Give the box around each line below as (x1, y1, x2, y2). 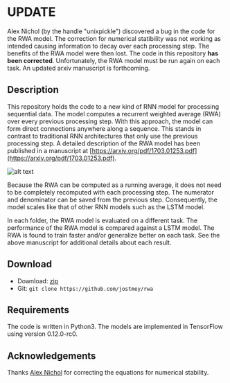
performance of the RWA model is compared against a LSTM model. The (7, 223, 215, 232)
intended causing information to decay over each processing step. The (7, 42, 210, 50)
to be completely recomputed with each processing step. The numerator (7, 188, 215, 196)
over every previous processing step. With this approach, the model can (7, 117, 213, 125)
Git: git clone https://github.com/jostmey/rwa (17, 284, 154, 292)
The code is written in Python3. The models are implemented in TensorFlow (7, 323, 223, 331)
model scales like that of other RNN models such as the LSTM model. (7, 202, 206, 211)
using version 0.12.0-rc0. (7, 330, 78, 338)
